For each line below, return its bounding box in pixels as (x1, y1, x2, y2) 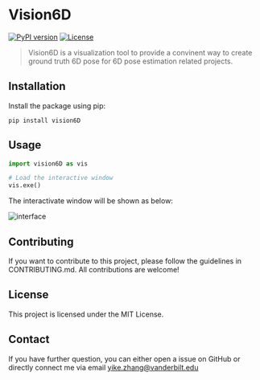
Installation (8, 80, 66, 93)
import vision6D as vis (8, 159, 89, 168)
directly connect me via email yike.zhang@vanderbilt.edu (8, 362, 199, 372)
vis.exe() (8, 182, 42, 190)
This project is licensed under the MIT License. (8, 309, 164, 319)
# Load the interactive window (8, 174, 113, 182)
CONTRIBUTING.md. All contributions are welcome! (8, 265, 180, 274)
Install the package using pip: (8, 100, 106, 110)
